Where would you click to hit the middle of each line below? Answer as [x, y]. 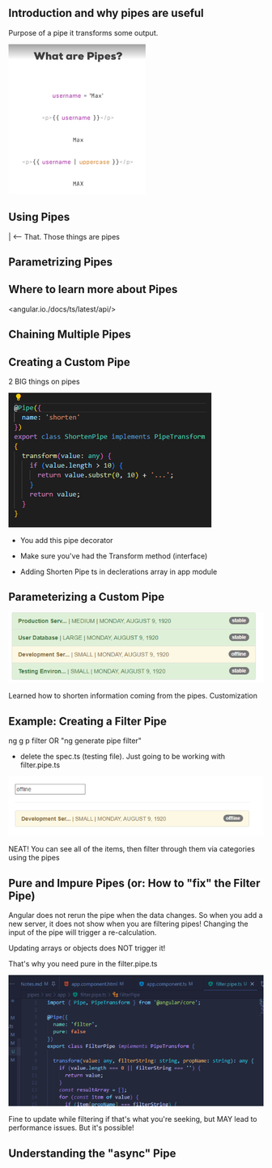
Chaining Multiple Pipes [70, 335]
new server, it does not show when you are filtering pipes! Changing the [128, 924]
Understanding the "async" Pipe [92, 1153]
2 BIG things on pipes [44, 382]
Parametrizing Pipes [61, 262]
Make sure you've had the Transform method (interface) [114, 556]
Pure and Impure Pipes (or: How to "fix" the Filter [134, 883]
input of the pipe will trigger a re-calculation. [83, 932]
